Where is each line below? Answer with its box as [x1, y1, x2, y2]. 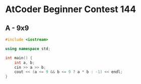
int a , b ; [14, 60, 35, 65]
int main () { [5, 55, 33, 60]
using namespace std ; [5, 46, 51, 51]
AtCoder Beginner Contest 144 [5, 4, 136, 15]
